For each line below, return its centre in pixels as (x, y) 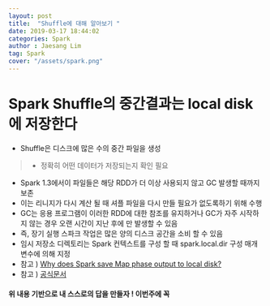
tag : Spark (27, 54)
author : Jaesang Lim (45, 46)
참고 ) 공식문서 (43, 274)
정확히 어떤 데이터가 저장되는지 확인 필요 (104, 165)
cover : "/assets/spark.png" (56, 62)
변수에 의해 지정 (45, 253)
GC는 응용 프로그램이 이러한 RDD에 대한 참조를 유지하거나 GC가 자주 (129, 213)
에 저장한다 (43, 125)
